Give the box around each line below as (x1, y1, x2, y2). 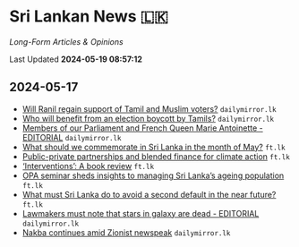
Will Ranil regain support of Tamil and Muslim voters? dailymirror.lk (21, 103, 277, 114)
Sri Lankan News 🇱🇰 (9, 6, 168, 27)
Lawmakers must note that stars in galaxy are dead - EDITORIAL (21, 208, 260, 218)
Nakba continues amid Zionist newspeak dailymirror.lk (21, 226, 231, 238)
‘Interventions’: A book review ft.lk (21, 160, 155, 171)
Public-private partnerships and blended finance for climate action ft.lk (21, 150, 291, 162)
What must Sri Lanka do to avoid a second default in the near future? (21, 189, 277, 200)
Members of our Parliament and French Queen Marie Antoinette (21, 123, 258, 133)
